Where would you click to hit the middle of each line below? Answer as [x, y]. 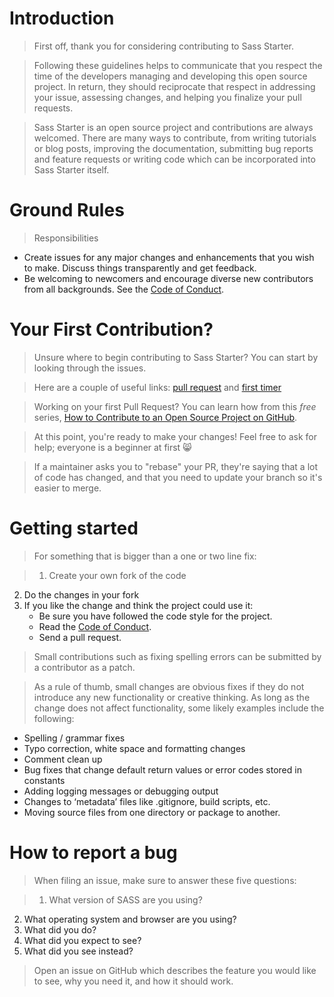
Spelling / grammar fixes [74, 738]
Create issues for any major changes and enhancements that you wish [169, 257]
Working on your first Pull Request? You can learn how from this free [175, 406]
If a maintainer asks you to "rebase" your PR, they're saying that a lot [175, 466]
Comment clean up [63, 759]
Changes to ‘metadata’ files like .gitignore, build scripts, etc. [147, 801]
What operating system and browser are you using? [130, 919]
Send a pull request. [80, 637]
